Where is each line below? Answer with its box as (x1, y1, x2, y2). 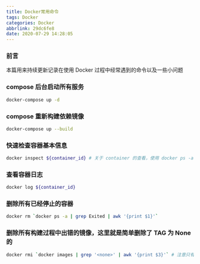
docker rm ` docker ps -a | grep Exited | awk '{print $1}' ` (6, 213, 159, 220)
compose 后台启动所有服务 (6, 83, 85, 91)
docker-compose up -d (6, 97, 60, 103)
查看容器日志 (6, 170, 43, 179)
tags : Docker (6, 14, 39, 20)
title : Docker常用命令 (6, 8, 59, 15)
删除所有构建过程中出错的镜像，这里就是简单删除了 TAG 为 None (6, 229, 192, 237)
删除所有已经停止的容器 (6, 199, 73, 208)
